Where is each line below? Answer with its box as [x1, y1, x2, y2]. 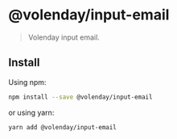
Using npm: [8, 77, 47, 86]
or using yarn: [8, 107, 55, 117]
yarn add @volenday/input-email [8, 123, 117, 131]
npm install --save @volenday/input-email [8, 93, 153, 101]
